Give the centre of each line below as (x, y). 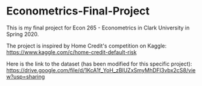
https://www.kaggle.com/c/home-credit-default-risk (72, 52)
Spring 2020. (23, 34)
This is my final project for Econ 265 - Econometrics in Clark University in (98, 28)
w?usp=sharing (26, 76)
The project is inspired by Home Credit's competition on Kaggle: (86, 46)
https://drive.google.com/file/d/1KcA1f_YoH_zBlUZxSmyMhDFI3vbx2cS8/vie (101, 70)
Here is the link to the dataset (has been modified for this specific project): (99, 64)
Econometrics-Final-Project (78, 11)
